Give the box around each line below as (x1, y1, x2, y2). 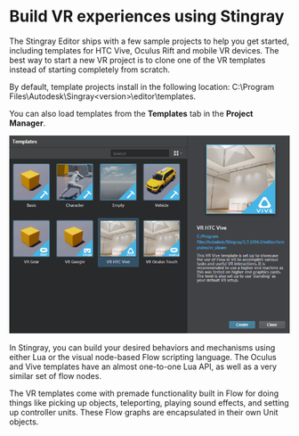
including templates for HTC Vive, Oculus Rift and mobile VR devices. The (9, 45, 279, 55)
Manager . (9, 118, 46, 128)
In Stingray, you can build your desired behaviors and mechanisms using (9, 342, 276, 353)
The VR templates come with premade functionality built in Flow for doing (9, 388, 279, 399)
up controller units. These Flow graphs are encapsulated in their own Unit (9, 407, 279, 418)
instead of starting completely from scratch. (9, 64, 171, 75)
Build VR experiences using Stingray (9, 6, 285, 27)
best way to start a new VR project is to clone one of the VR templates (9, 54, 266, 65)
